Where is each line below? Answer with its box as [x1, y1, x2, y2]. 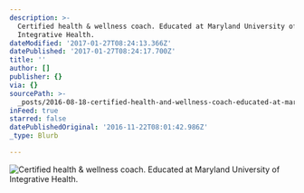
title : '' [9, 55, 47, 64]
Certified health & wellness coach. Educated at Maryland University [17, 22, 285, 31]
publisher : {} [9, 72, 63, 82]
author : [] [9, 64, 51, 73]
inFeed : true [9, 106, 59, 115]
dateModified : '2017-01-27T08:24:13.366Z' [9, 38, 172, 48]
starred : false [9, 114, 67, 123]
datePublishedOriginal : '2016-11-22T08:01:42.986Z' [9, 123, 208, 132]
